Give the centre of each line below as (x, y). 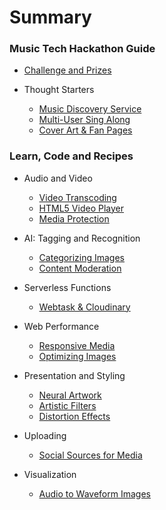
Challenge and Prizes (67, 70)
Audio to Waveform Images (94, 493)
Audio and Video (58, 178)
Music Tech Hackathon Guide (82, 49)
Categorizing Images (82, 257)
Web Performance (61, 326)
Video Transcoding (77, 197)
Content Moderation (80, 268)
